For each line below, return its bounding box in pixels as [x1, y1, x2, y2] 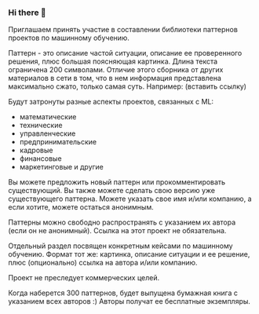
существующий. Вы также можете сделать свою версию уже [8, 186, 216, 195]
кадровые [19, 145, 53, 155]
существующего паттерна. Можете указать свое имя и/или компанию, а [8, 194, 252, 203]
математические [19, 112, 77, 122]
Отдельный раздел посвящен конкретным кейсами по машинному [8, 241, 233, 250]
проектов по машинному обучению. [8, 33, 129, 42]
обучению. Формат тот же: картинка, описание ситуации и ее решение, [8, 250, 250, 259]
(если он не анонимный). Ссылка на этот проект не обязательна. [8, 226, 227, 235]
